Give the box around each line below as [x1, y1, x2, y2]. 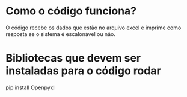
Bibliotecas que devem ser [5, 51, 141, 65]
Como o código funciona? [5, 4, 137, 18]
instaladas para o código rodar [5, 64, 161, 78]
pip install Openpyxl [5, 84, 55, 91]
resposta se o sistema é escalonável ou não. [5, 30, 115, 37]
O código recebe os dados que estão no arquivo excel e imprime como [5, 24, 182, 31]
